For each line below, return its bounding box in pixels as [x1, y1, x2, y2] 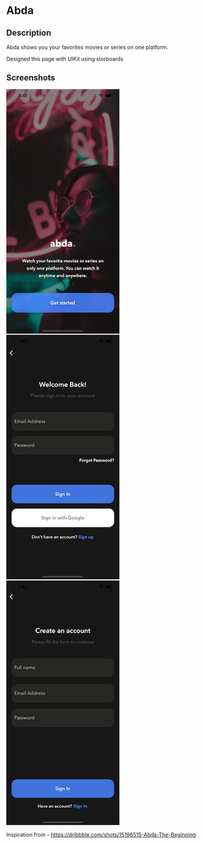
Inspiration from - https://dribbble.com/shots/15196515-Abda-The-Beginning [6, 831, 196, 838]
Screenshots [6, 73, 55, 83]
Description [6, 28, 51, 38]
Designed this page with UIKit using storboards [6, 55, 124, 62]
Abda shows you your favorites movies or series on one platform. [6, 43, 169, 51]
